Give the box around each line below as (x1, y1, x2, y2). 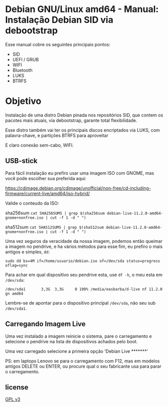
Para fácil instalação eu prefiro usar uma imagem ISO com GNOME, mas (5, 170, 154, 176)
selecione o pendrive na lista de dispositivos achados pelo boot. (5, 338, 138, 344)
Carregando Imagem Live (5, 320, 86, 328)
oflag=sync (5, 262, 28, 268)
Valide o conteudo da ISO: (5, 200, 59, 206)
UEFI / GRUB (12, 56, 39, 62)
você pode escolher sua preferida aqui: (5, 175, 87, 181)
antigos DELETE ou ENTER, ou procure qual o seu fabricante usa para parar (5, 363, 161, 369)
